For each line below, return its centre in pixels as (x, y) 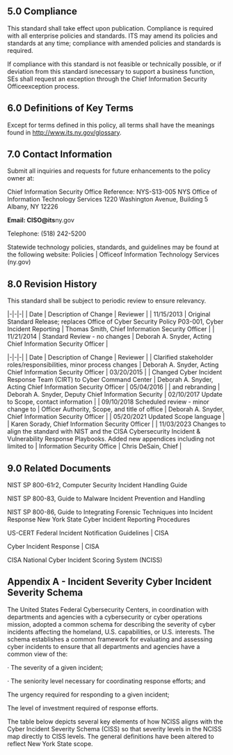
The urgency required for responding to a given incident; (88, 694)
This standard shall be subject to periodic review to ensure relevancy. (107, 301)
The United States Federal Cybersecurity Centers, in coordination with (108, 609)
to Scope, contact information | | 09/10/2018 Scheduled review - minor (109, 402)
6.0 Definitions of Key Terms (71, 108)
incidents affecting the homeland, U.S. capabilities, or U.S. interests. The (111, 632)
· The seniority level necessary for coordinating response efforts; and (106, 681)
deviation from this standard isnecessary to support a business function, (111, 71)
